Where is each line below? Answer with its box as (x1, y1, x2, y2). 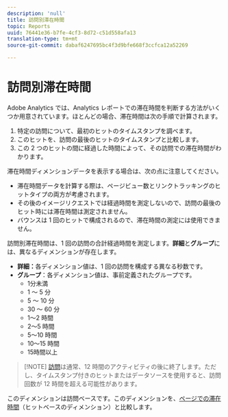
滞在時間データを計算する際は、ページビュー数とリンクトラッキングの (16, 181, 216, 189)
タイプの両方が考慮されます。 (29, 190, 113, 198)
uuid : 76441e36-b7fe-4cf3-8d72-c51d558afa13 (7, 29, 136, 36)
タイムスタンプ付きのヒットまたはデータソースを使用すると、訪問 (36, 371, 221, 379)
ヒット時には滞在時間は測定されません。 (16, 207, 131, 215)
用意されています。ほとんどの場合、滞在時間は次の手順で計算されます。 (18, 112, 222, 120)
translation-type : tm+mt (7, 36, 78, 43)
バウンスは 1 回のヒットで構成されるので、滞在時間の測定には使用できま (16, 215, 221, 224)
